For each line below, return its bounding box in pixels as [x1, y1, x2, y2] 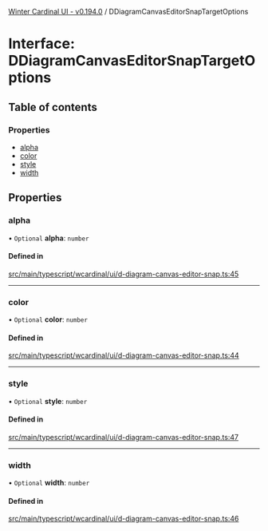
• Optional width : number [8, 478, 90, 488]
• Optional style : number [8, 396, 88, 406]
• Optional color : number [8, 315, 88, 324]
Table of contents [8, 100, 97, 114]
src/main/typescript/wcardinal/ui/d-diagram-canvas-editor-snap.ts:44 [8, 351, 239, 360]
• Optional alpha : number [8, 233, 89, 243]
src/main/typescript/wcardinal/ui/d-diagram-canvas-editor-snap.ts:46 [8, 514, 239, 524]
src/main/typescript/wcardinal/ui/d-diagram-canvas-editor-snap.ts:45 [8, 269, 239, 279]
